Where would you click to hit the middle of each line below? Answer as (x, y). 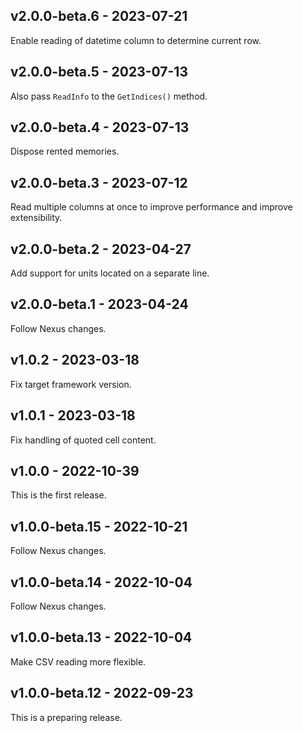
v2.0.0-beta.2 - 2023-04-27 (101, 249)
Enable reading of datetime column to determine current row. (136, 40)
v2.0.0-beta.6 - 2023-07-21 (99, 16)
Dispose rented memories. (65, 151)
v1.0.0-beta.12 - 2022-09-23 (102, 693)
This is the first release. (58, 495)
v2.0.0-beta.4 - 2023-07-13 (100, 127)
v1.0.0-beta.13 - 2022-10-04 (101, 637)
